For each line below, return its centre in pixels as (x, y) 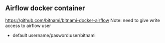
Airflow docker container (45, 8)
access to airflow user (28, 25)
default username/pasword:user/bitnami (54, 35)
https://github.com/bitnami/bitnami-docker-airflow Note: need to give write (83, 20)
